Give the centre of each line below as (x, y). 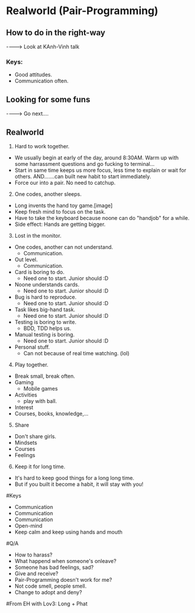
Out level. (26, 259)
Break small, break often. (45, 376)
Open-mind (28, 525)
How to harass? (33, 555)
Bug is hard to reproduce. (46, 297)
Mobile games (41, 388)
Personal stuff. (32, 347)
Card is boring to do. (39, 272)
